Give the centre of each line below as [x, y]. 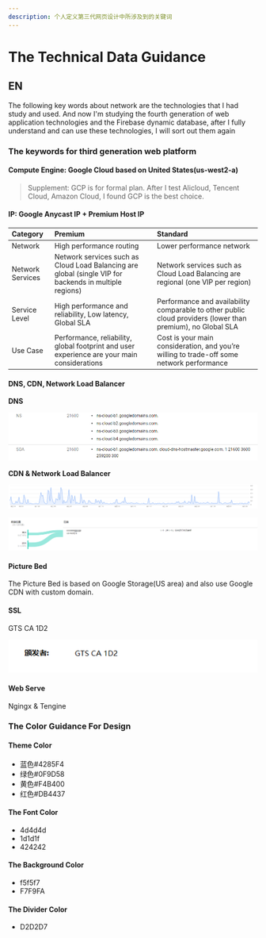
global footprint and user [95, 346]
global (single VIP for [88, 273]
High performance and [91, 306]
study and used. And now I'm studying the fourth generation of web [119, 113]
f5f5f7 [30, 883]
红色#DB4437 [42, 794]
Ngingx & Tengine [37, 705]
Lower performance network [204, 245]
